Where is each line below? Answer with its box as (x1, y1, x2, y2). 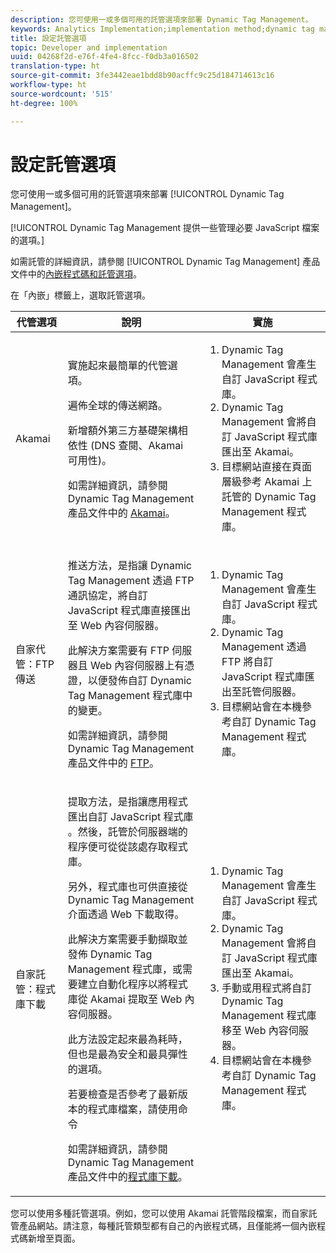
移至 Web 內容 (221, 1024, 289, 1038)
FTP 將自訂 (221, 655, 274, 669)
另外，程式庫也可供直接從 (67, 880, 188, 894)
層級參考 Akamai (221, 475, 300, 489)
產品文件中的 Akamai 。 (67, 506, 176, 520)
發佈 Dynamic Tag (67, 947, 153, 961)
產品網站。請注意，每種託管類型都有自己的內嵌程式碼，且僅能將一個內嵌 (18, 1220, 317, 1232)
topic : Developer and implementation (10, 42, 168, 53)
